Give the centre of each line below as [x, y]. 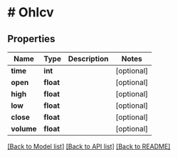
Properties [31, 39]
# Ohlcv [31, 12]
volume [24, 129]
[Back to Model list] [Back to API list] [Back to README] [89, 146]
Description [88, 59]
